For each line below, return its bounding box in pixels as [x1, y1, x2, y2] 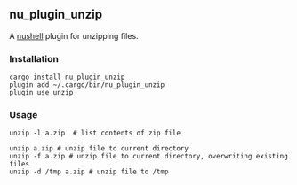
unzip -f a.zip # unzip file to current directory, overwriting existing [9, 152, 289, 161]
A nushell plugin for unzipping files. [9, 30, 140, 41]
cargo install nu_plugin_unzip [9, 73, 125, 82]
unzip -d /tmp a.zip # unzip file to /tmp [9, 167, 169, 176]
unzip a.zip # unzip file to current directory [9, 144, 189, 153]
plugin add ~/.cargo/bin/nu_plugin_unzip [9, 81, 165, 89]
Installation [9, 52, 60, 65]
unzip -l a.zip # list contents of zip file [9, 128, 181, 138]
